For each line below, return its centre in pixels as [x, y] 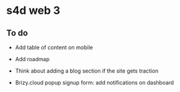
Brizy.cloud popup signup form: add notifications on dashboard [95, 83]
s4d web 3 [33, 11]
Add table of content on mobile [54, 47]
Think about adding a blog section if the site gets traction [87, 71]
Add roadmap [32, 59]
